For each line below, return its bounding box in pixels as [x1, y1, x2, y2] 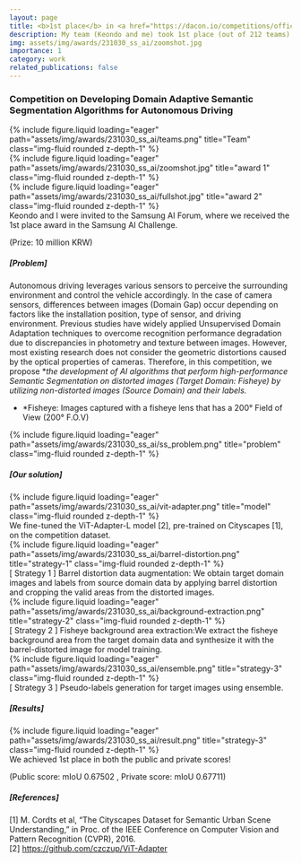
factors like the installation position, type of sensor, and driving [9, 309, 242, 319]
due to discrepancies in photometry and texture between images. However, [9, 337, 288, 348]
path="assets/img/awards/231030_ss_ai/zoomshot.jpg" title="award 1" [9, 162, 271, 173]
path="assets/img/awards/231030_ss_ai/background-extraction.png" [9, 606, 265, 617]
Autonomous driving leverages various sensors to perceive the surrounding [9, 280, 288, 292]
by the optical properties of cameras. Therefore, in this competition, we [9, 356, 272, 368]
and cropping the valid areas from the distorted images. [9, 587, 215, 597]
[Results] [9, 702, 45, 713]
